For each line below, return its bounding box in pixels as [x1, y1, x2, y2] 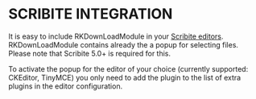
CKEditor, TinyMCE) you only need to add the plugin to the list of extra [8, 72, 242, 82]
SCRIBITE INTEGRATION [8, 5, 173, 23]
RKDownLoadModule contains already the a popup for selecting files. [8, 39, 239, 49]
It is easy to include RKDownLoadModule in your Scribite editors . [8, 31, 224, 41]
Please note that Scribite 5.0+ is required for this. [8, 48, 171, 58]
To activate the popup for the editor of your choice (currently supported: [8, 64, 249, 73]
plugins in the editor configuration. [8, 81, 123, 91]
